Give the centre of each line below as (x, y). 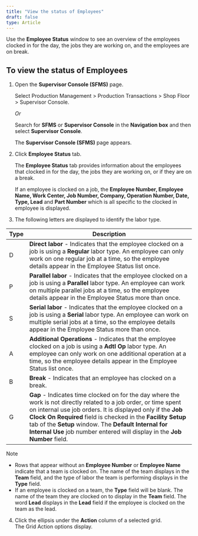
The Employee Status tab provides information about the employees (98, 166)
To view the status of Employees (67, 70)
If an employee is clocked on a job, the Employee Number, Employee (99, 190)
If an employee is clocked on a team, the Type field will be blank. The (99, 490)
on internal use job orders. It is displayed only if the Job (106, 410)
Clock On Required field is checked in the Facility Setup (108, 417)
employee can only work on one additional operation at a (108, 354)
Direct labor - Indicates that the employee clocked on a (106, 244)
